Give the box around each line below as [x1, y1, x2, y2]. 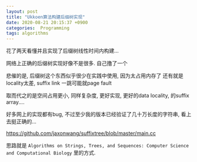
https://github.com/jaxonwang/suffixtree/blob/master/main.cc [6, 130, 156, 137]
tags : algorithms [6, 31, 49, 36]
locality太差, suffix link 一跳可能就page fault [6, 80, 112, 87]
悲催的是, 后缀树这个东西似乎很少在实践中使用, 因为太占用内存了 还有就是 [6, 72, 183, 79]
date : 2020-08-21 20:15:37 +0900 [6, 19, 88, 25]
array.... [6, 99, 25, 106]
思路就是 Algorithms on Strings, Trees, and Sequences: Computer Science [6, 142, 189, 149]
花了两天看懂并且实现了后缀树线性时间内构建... [6, 48, 119, 55]
